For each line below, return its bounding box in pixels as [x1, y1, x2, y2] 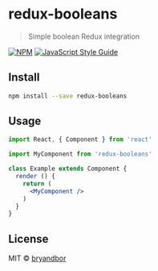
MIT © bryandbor [8, 253, 67, 263]
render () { [15, 173, 56, 181]
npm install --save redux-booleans [8, 92, 128, 100]
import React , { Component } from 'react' [8, 135, 152, 144]
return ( [22, 179, 52, 188]
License [8, 231, 49, 246]
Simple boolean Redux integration [27, 31, 140, 41]
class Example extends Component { [8, 165, 128, 173]
